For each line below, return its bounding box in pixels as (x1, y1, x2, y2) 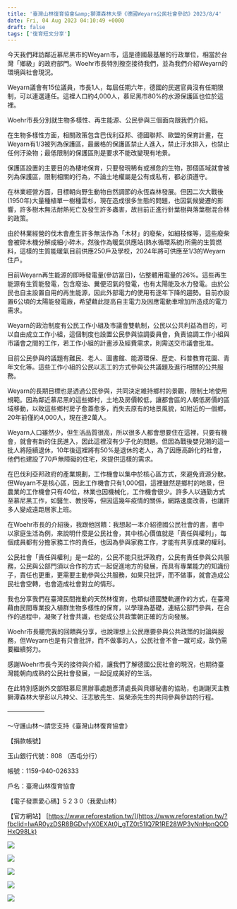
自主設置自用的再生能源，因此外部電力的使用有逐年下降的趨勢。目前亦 (19, 288, 224, 297)
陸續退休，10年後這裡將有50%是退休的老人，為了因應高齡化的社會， (25, 446, 226, 455)
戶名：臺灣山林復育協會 (7, 782, 75, 790)
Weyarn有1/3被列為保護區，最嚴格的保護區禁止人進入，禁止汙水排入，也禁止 (7, 139, 230, 149)
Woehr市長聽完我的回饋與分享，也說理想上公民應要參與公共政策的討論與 (7, 627, 219, 636)
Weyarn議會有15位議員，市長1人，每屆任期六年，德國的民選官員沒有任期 (7, 83, 218, 92)
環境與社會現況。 (7, 68, 57, 76)
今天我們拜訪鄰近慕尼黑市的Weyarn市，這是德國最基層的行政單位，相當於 (7, 50, 221, 59)
